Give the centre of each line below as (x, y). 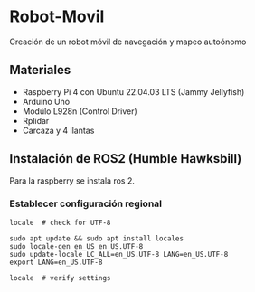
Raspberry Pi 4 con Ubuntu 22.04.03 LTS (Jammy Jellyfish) (133, 91)
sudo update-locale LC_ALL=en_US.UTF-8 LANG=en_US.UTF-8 (119, 254)
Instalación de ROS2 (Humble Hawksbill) (126, 159)
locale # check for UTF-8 (60, 222)
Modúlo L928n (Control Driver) (80, 111)
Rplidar (36, 120)
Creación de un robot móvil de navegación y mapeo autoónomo (128, 42)
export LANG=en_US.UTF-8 (56, 262)
